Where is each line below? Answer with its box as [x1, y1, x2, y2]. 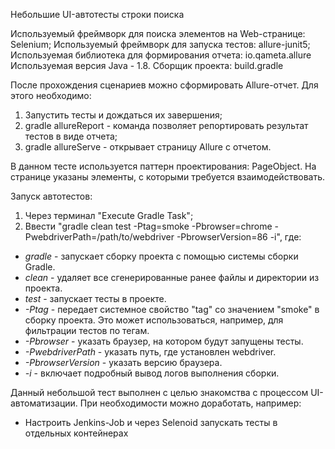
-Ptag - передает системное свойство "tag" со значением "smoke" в [24, 304, 320, 315]
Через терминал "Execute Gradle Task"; [24, 210, 194, 221]
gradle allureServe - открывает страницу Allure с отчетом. [24, 141, 272, 153]
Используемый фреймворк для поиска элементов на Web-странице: [10, 28, 306, 39]
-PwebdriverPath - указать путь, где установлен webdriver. [24, 346, 277, 358]
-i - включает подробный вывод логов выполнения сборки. [24, 367, 280, 379]
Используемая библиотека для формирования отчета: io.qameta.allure [10, 49, 312, 61]
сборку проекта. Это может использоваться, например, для [24, 314, 284, 326]
